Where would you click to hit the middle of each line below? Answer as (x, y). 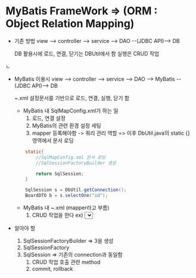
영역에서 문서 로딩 (53, 140)
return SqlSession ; (60, 174)
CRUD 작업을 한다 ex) (57, 215)
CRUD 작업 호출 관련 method (66, 262)
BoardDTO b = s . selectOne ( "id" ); (67, 196)
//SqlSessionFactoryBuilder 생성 (76, 163)
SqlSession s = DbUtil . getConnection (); (76, 190)
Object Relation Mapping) (70, 24)
